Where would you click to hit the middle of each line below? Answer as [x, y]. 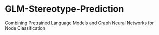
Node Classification [25, 28]
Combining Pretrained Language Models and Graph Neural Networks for [79, 23]
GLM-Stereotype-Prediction [64, 9]
